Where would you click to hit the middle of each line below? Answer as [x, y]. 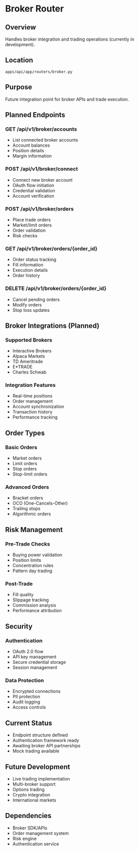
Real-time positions [32, 396]
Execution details [30, 270]
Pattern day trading [32, 571]
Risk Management [34, 529]
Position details [28, 151]
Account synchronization [38, 406]
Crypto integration [31, 795]
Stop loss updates [31, 310]
